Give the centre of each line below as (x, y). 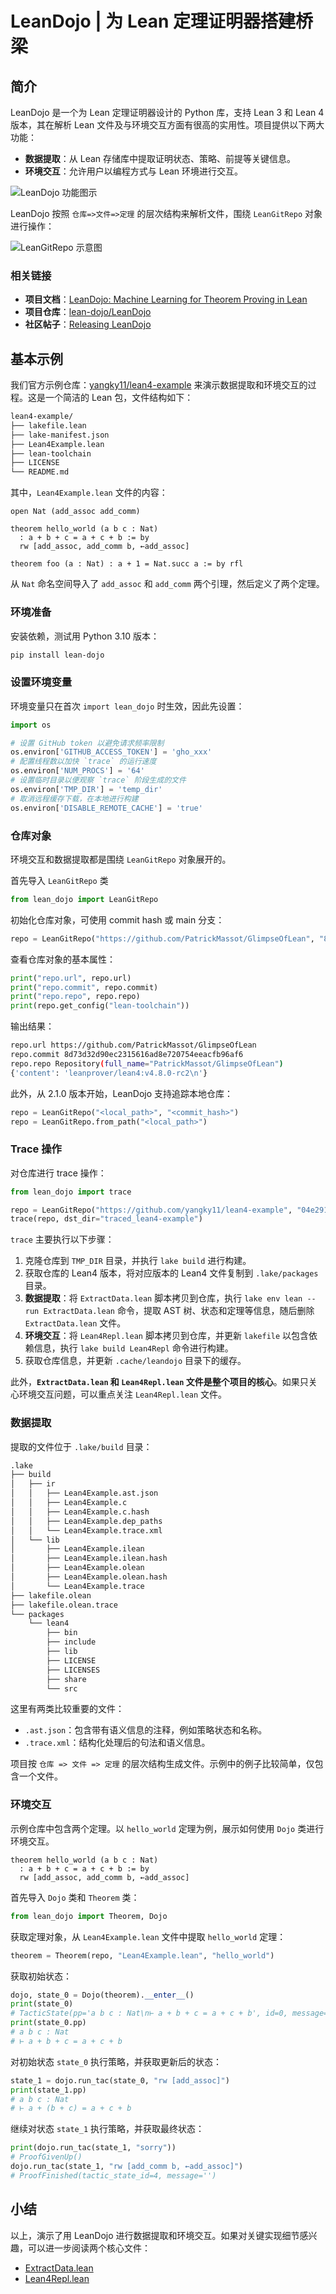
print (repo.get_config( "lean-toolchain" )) (100, 1006)
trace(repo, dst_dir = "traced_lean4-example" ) (106, 1219)
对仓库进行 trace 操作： (58, 1173)
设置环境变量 (41, 682)
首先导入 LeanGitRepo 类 (59, 880)
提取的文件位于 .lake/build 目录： (81, 1446)
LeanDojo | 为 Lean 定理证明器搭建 (153, 21)
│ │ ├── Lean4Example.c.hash (80, 1512)
